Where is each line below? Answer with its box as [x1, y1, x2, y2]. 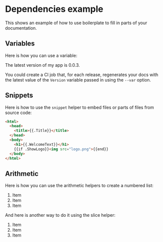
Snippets [5, 91, 33, 100]
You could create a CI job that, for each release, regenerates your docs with [5, 72, 159, 78]
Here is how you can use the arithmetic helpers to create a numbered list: [5, 183, 154, 189]
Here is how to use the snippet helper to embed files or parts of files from [5, 104, 154, 110]
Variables [5, 40, 35, 48]
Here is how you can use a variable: [5, 52, 78, 58]
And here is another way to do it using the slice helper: [5, 212, 115, 218]
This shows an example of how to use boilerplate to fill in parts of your [5, 20, 147, 26]
